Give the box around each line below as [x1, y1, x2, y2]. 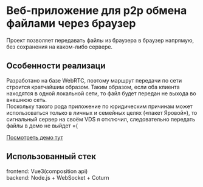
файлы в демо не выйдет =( [6, 122, 78, 129]
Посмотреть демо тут [6, 134, 63, 141]
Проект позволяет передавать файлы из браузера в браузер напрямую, [6, 36, 194, 44]
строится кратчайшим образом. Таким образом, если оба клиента [6, 83, 181, 90]
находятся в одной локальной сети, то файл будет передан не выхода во [6, 89, 196, 97]
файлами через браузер [6, 16, 136, 30]
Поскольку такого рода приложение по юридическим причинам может [6, 103, 193, 110]
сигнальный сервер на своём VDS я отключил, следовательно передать [6, 115, 196, 123]
